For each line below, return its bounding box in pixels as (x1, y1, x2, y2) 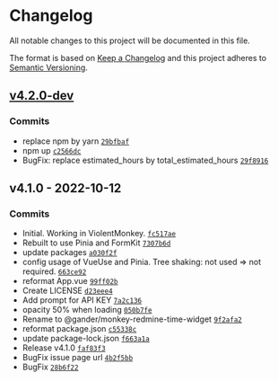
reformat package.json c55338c (22, 323, 137, 334)
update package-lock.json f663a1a (22, 333, 150, 344)
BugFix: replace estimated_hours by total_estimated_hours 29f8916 (22, 155, 269, 165)
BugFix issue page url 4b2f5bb (22, 352, 134, 363)
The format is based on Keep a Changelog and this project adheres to (9, 52, 267, 63)
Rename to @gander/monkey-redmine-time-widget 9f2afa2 (22, 314, 242, 324)
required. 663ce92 (22, 266, 87, 277)
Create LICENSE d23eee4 (22, 285, 114, 297)
